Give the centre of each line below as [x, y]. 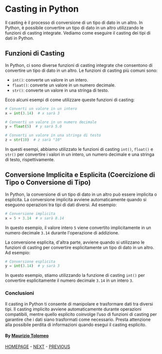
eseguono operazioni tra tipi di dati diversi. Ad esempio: [61, 205]
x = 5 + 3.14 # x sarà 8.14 [35, 218]
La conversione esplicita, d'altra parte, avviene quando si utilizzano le [75, 242]
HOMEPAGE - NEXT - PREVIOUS [38, 346]
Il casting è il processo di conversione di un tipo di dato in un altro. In [74, 22]
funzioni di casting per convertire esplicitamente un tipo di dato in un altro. [80, 247]
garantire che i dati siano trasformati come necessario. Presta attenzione [78, 319]
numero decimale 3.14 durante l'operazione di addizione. [62, 232]
